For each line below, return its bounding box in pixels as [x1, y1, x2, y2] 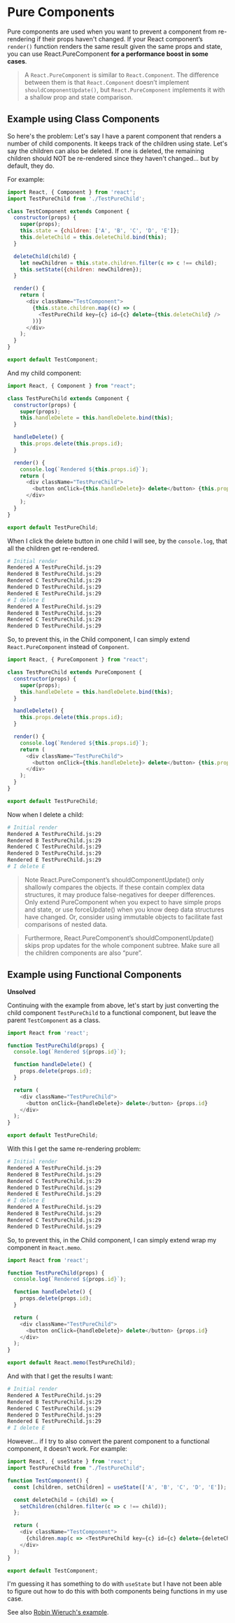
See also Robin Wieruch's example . [7, 1608, 110, 1617]
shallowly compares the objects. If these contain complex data [24, 883, 205, 891]
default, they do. [7, 162, 55, 170]
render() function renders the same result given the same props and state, [7, 42, 222, 50]
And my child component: [7, 369, 82, 377]
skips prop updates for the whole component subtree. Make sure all [24, 941, 220, 949]
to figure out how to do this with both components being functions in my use [7, 1587, 228, 1596]
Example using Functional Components [7, 969, 182, 981]
